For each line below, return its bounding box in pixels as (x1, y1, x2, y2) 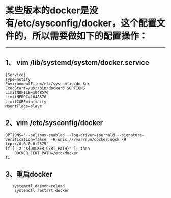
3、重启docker (5, 169, 52, 179)
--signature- (117, 132, 145, 138)
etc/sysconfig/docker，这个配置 (17, 17, 157, 29)
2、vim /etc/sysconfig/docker (5, 118, 103, 128)
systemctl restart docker (14, 188, 70, 193)
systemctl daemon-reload (12, 184, 65, 189)
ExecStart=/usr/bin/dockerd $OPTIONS (5, 85, 85, 91)
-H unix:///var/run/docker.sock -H (50, 137, 126, 142)
